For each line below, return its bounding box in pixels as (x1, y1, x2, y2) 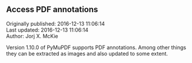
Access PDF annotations (6, 5, 98, 15)
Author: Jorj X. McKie (6, 32, 58, 40)
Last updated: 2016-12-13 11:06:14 (6, 26, 88, 33)
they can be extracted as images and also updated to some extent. (6, 50, 168, 57)
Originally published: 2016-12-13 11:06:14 (6, 20, 105, 27)
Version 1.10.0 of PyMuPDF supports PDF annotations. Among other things (6, 44, 187, 51)
